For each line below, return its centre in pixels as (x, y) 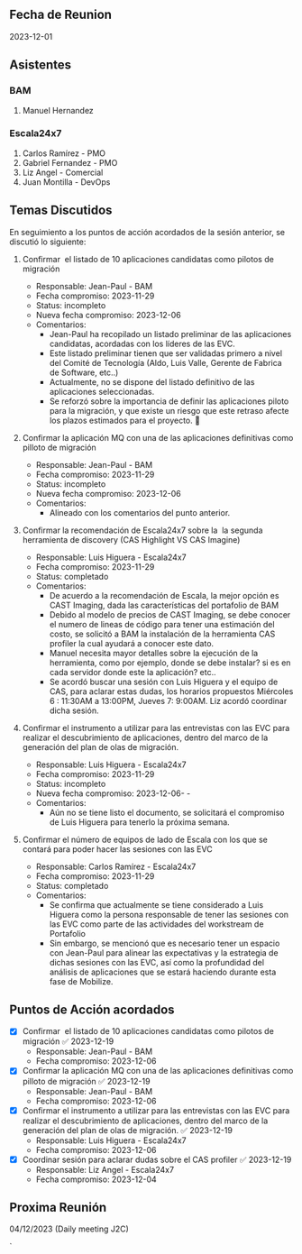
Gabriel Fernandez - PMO (70, 162)
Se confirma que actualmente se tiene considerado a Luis (156, 904)
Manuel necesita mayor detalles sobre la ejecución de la (154, 653)
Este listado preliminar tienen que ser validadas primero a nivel (165, 353)
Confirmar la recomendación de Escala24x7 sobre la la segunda (142, 530)
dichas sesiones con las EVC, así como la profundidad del (156, 962)
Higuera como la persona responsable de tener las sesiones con (169, 914)
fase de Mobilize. (81, 981)
